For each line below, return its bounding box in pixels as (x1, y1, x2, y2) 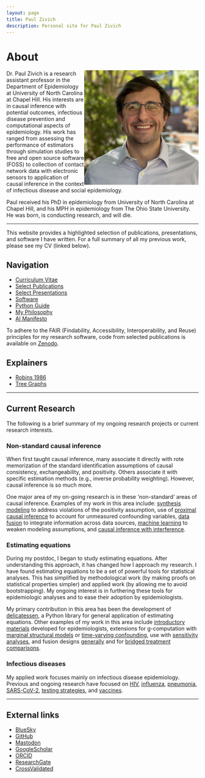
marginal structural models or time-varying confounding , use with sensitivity (6, 631, 198, 639)
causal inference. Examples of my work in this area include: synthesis (6, 500, 181, 507)
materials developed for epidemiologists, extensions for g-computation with (6, 625, 197, 632)
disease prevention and (6, 115, 65, 123)
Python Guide (15, 302, 50, 310)
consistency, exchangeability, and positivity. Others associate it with (6, 468, 178, 476)
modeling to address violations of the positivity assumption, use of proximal (6, 506, 196, 514)
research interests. (6, 426, 54, 434)
